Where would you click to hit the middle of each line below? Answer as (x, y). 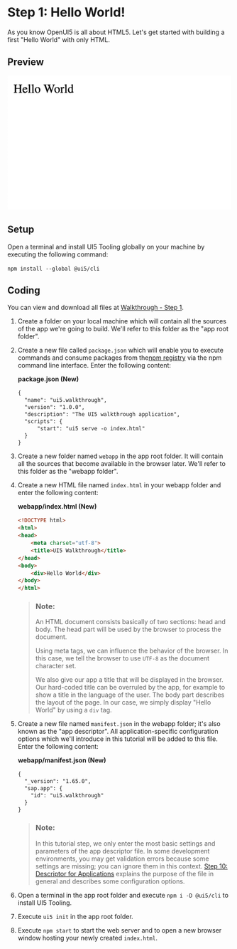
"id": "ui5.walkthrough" (67, 796)
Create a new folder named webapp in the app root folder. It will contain (120, 456)
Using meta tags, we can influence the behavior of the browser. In (132, 651)
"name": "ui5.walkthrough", (66, 400)
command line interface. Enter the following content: (94, 365)
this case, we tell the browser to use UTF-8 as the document (122, 658)
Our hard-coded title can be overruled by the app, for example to (130, 688)
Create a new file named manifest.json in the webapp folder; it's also (119, 724)
